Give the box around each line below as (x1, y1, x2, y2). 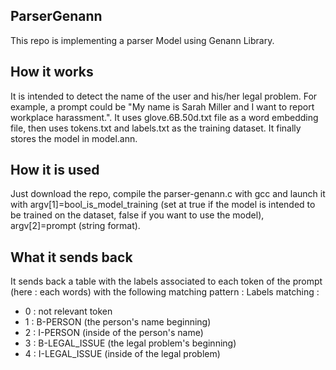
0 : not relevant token (24, 305, 113, 318)
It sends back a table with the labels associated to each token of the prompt (10, 275, 323, 288)
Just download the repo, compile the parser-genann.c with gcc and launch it (10, 188, 326, 200)
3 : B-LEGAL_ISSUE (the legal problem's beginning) (24, 337, 237, 349)
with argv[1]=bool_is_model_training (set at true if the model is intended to (10, 199, 316, 211)
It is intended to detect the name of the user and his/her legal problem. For (10, 90, 318, 102)
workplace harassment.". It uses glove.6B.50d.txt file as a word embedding (10, 111, 319, 123)
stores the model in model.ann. (10, 132, 138, 144)
